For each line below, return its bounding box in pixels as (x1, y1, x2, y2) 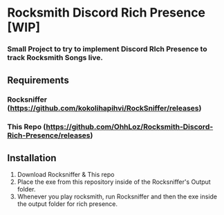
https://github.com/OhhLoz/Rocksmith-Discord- (46, 122, 214, 132)
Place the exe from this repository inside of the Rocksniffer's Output (17, 178, 211, 186)
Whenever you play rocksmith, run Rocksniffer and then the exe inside (17, 192, 218, 201)
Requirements (7, 74, 69, 86)
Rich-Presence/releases (7, 131, 91, 140)
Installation (7, 152, 57, 164)
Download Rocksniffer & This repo (17, 171, 115, 179)
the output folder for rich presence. (17, 200, 118, 208)
